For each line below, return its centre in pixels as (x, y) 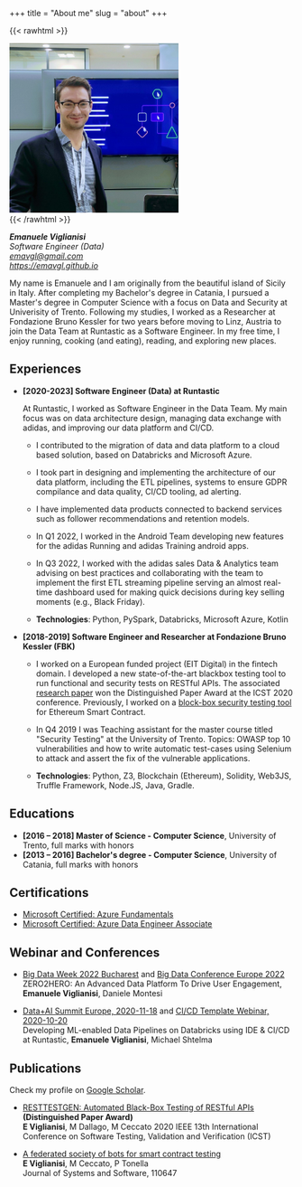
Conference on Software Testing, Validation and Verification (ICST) (146, 1136)
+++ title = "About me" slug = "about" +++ (88, 13)
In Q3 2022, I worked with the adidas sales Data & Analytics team (157, 563)
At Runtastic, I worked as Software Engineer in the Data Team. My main (155, 408)
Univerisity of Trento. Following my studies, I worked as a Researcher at (142, 312)
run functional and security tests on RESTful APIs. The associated (158, 683)
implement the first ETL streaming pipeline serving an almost (149, 582)
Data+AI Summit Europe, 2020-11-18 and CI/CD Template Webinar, (146, 1011)
